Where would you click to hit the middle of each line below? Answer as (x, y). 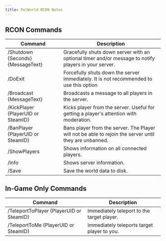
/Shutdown (20, 52)
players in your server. (89, 65)
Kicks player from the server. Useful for (109, 107)
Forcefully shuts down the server (102, 73)
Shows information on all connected (105, 149)
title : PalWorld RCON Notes (34, 10)
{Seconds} (20, 59)
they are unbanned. (86, 141)
